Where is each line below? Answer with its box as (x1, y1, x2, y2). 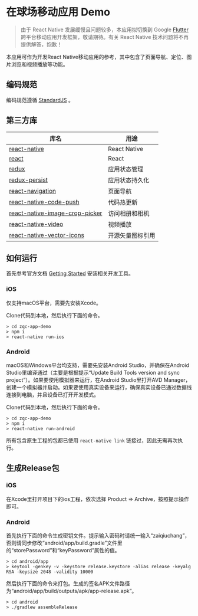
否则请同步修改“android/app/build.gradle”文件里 (6, 539, 123, 546)
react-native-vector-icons (9, 231, 84, 239)
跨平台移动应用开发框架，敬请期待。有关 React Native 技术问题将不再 (20, 33, 189, 40)
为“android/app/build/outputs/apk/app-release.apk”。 (6, 587, 137, 594)
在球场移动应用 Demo (6, 5, 111, 19)
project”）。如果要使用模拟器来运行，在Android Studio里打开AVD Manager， (6, 376, 191, 384)
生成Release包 (6, 463, 60, 473)
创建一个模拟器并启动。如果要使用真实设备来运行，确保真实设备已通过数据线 (6, 384, 192, 391)
